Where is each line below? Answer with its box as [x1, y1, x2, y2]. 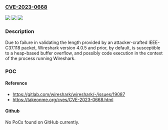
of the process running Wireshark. [5, 55, 76, 61]
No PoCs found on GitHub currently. [5, 119, 79, 125]
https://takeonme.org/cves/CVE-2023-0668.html [12, 96, 113, 102]
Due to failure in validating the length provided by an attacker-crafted [5, 39, 147, 45]
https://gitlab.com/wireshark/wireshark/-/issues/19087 [12, 91, 125, 97]
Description [5, 28, 34, 35]
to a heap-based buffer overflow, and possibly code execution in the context [5, 50, 163, 56]
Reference [5, 80, 27, 86]
